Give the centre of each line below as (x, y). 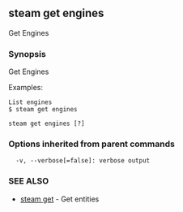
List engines (30, 102)
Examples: (26, 88)
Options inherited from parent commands (92, 144)
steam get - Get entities (60, 199)
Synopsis (27, 54)
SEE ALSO (29, 181)
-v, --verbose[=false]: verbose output (83, 161)
